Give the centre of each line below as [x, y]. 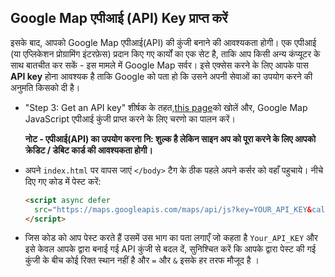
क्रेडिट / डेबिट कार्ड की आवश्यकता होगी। [88, 150]
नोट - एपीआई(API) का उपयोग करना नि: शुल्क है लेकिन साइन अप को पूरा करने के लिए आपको [170, 138]
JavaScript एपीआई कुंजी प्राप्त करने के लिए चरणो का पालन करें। [130, 118]
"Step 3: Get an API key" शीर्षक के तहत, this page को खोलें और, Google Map [166, 107]
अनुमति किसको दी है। [45, 87]
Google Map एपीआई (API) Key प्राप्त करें [119, 18]
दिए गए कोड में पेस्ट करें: [63, 181]
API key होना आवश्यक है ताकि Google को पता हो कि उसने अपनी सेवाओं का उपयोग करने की [161, 76]
